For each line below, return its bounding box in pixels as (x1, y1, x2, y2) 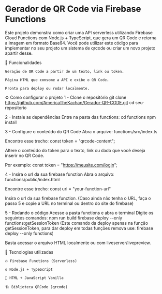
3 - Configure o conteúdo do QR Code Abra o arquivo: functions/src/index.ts (5, 128, 158, 134)
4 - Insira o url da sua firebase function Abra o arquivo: (5, 171, 115, 177)
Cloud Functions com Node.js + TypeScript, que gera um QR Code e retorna (5, 35, 157, 41)
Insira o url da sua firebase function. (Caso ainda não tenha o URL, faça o (5, 195, 151, 201)
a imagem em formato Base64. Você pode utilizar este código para (5, 40, 138, 46)
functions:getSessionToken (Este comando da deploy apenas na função (5, 220, 148, 226)
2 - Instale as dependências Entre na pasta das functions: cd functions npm (5, 114, 156, 120)
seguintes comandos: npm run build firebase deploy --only (5, 215, 122, 221)
